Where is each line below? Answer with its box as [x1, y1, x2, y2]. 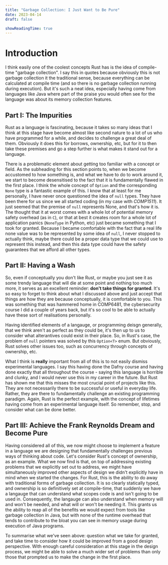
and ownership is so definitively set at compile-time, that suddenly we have [5, 485, 161, 491]
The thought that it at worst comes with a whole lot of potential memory [5, 209, 153, 215]
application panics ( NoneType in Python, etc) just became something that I [5, 220, 156, 226]
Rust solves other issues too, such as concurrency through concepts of [5, 343, 153, 349]
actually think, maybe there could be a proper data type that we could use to [5, 236, 163, 242]
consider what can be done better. [5, 406, 77, 412]
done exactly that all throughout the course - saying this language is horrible [5, 369, 163, 375]
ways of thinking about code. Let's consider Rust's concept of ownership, [5, 453, 158, 459]
